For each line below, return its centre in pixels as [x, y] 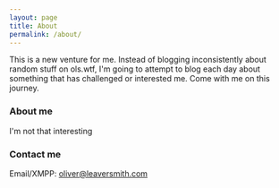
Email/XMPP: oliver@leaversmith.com [79, 173]
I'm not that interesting [51, 131]
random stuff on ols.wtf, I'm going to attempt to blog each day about [135, 69]
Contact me [35, 154]
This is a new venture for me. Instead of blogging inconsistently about [138, 60]
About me [31, 111]
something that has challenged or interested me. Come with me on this [139, 79]
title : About [34, 26]
